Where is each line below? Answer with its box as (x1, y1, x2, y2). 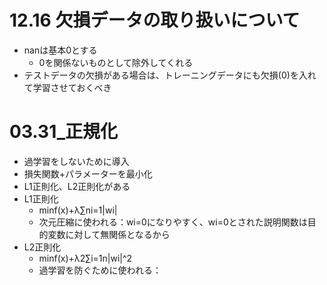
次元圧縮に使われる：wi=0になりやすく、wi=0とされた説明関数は (38, 216, 308, 228)
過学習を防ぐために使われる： (38, 264, 162, 276)
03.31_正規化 (9, 121, 119, 143)
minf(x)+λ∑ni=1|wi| (38, 204, 118, 216)
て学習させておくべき (23, 81, 112, 93)
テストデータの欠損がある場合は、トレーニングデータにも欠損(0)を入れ (23, 69, 317, 81)
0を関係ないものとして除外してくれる (38, 56, 194, 68)
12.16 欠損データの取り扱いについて (9, 9, 301, 32)
